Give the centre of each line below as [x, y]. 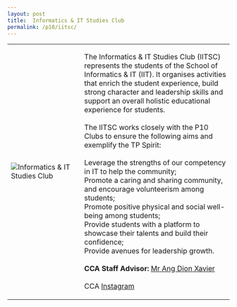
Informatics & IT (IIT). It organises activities [155, 75]
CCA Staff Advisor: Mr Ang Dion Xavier [150, 269]
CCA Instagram [110, 287]
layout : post [26, 14]
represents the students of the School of [151, 66]
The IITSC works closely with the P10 [146, 128]
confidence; [104, 242]
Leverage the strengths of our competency [155, 163]
